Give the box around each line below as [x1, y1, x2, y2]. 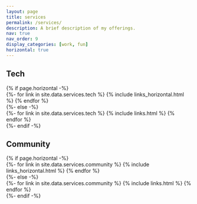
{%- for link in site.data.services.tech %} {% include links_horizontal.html [6, 91, 185, 98]
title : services [6, 14, 46, 20]
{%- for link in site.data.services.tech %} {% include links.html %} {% [6, 110, 175, 117]
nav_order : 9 [6, 36, 38, 42]
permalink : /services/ [6, 19, 62, 25]
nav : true [6, 31, 31, 37]
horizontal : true [6, 47, 49, 53]
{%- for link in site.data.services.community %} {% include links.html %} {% [6, 180, 192, 187]
